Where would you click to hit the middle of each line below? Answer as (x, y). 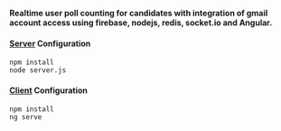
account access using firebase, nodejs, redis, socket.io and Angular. (141, 23)
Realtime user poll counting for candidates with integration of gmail (139, 13)
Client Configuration (49, 90)
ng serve (26, 117)
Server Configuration (50, 43)
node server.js (38, 70)
